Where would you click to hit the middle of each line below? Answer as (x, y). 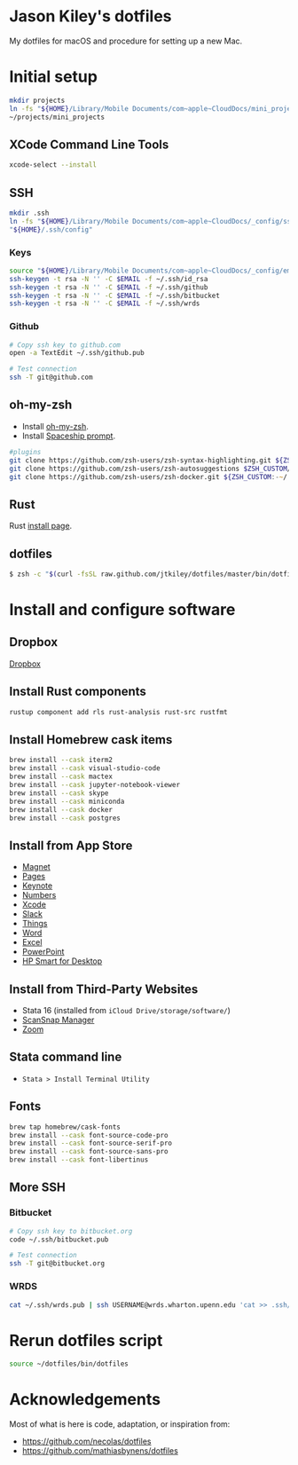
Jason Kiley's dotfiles (90, 16)
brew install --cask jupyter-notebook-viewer (94, 785)
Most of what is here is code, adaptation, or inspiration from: (120, 1424)
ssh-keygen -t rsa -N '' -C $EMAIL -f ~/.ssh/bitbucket (114, 295)
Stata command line (66, 1057)
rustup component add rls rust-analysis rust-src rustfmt (118, 712)
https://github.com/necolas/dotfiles (86, 1441)
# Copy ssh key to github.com (65, 345)
